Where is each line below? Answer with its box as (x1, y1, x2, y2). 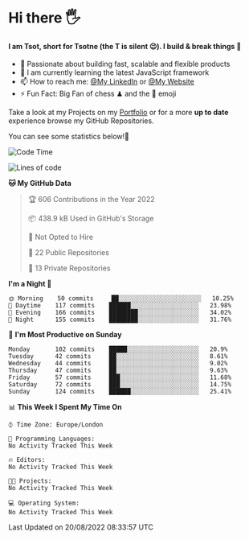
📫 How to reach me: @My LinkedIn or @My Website (19, 76, 194, 87)
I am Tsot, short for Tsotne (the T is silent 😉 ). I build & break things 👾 (8, 41, 242, 51)
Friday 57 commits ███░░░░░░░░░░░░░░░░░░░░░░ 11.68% (8, 373, 231, 381)
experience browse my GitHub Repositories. (8, 116, 154, 126)
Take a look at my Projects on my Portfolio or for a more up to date (8, 108, 229, 117)
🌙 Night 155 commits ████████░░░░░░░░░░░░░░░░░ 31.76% (8, 315, 231, 324)
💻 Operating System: (8, 499, 80, 508)
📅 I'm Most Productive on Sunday (8, 330, 122, 340)
